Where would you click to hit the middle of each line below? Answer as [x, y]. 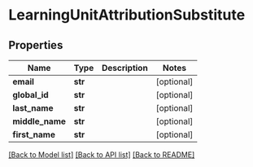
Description [124, 68]
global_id [31, 95]
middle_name [39, 121]
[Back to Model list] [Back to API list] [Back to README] [102, 155]
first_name [34, 134]
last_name [33, 108]
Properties [36, 45]
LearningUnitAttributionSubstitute [127, 15]
